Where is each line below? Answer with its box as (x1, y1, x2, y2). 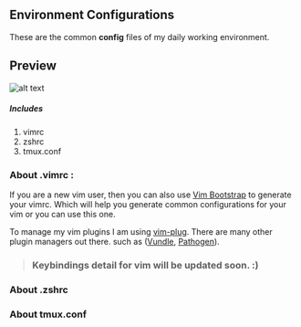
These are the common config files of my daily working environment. (9, 31, 270, 42)
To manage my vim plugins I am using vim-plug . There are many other (9, 226, 274, 237)
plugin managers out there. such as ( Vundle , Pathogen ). (9, 236, 221, 247)
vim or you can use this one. (9, 208, 116, 219)
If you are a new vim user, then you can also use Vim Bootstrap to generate (9, 189, 292, 200)
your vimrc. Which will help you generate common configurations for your (9, 198, 287, 209)
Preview (9, 58, 57, 74)
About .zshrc (9, 283, 68, 296)
